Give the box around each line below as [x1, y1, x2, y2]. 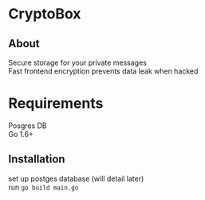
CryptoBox [8, 5, 81, 23]
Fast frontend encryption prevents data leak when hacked [8, 66, 199, 76]
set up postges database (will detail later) [8, 174, 144, 183]
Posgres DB [8, 121, 48, 130]
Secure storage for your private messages [8, 58, 148, 67]
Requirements [8, 94, 104, 113]
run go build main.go [8, 182, 79, 192]
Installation [8, 153, 65, 166]
